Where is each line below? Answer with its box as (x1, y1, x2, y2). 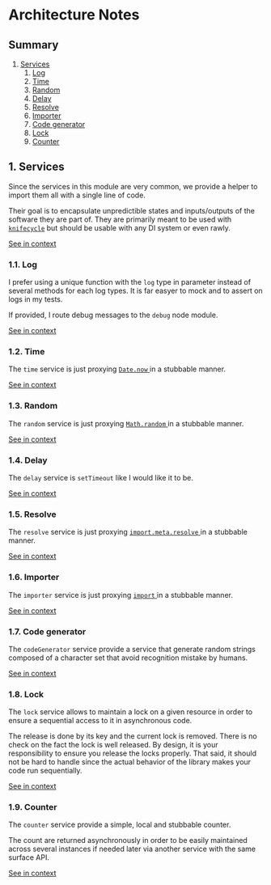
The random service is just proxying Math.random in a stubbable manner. (8, 418, 244, 428)
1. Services (8, 160, 65, 174)
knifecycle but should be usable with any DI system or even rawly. (8, 222, 231, 232)
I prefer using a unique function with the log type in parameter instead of (8, 277, 252, 287)
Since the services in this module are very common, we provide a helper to (8, 181, 258, 191)
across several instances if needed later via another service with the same (8, 844, 256, 854)
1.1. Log (8, 259, 38, 270)
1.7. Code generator (8, 625, 87, 637)
